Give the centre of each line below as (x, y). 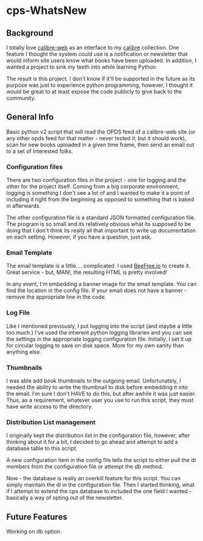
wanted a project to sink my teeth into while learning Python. (82, 67)
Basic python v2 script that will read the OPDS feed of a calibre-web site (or (101, 132)
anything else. (24, 352)
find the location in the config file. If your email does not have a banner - (97, 291)
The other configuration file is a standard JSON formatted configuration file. (101, 218)
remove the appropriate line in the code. (56, 297)
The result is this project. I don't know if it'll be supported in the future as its (101, 79)
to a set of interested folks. (40, 151)
